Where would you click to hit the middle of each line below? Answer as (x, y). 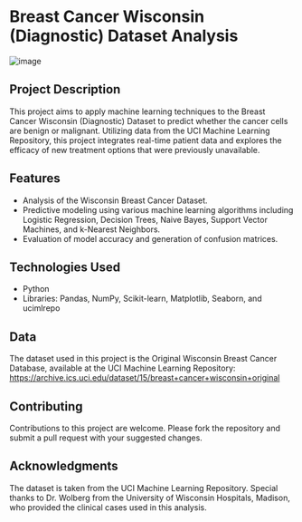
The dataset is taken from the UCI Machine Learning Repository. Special (144, 488)
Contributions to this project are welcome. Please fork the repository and (145, 428)
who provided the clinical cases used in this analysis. (108, 507)
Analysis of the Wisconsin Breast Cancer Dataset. (115, 200)
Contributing (46, 406)
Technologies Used (65, 267)
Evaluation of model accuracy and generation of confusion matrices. (150, 238)
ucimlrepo (41, 308)
